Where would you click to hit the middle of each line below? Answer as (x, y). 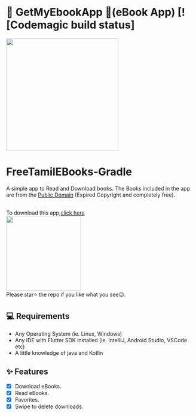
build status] (103, 25)
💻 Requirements (38, 316)
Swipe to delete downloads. (49, 406)
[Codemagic (37, 25)
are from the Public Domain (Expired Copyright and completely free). (91, 195)
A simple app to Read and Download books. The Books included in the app (98, 188)
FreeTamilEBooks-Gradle (69, 172)
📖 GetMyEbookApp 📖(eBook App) (91, 12)
